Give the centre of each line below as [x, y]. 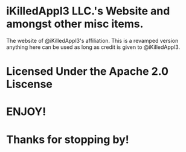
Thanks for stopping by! [68, 139]
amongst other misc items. [75, 24]
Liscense [30, 84]
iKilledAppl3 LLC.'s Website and [88, 11]
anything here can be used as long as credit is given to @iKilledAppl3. [93, 47]
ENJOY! [26, 112]
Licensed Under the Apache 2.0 [88, 71]
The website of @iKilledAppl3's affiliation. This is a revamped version [92, 40]
